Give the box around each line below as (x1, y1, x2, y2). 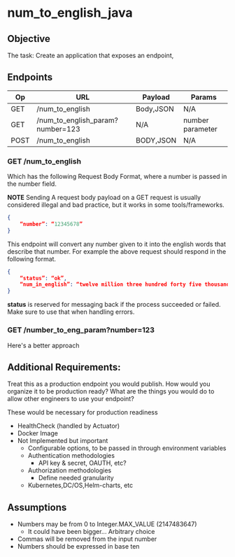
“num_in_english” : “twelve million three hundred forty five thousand (20, 281, 230, 288)
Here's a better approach (7, 341, 80, 349)
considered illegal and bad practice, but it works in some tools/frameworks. (7, 201, 225, 209)
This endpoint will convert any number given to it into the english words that (7, 240, 226, 248)
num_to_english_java (7, 5, 133, 21)
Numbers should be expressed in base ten (17, 542, 140, 551)
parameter (183, 124, 218, 133)
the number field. (7, 180, 57, 188)
